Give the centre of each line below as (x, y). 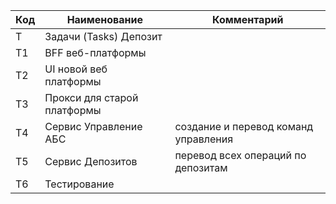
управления (204, 139)
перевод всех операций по (240, 155)
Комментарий (248, 19)
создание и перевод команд (244, 126)
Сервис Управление (93, 126)
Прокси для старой (91, 97)
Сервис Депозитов (91, 161)
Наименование (105, 19)
